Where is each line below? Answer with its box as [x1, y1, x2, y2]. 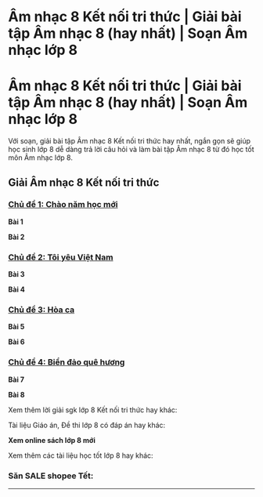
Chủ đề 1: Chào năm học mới [8, 199, 118, 210]
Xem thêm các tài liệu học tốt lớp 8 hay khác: [8, 451, 154, 460]
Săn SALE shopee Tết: [8, 470, 94, 481]
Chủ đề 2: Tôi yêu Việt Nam [8, 252, 113, 263]
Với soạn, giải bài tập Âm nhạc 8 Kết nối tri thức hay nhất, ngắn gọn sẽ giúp [8, 136, 250, 146]
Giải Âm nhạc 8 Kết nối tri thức [8, 176, 160, 189]
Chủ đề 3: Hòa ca [8, 304, 75, 315]
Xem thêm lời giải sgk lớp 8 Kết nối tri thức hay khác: [8, 404, 178, 415]
